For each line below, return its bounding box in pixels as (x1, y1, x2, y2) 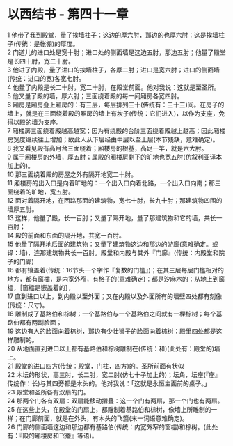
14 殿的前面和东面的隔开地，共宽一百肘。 (7, 231, 125, 239)
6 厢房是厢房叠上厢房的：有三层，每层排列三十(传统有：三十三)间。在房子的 (7, 100, 225, 109)
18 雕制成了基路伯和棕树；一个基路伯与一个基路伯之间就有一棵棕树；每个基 (7, 309, 223, 318)
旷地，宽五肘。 (31, 187, 74, 196)
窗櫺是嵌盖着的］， (22, 283, 74, 291)
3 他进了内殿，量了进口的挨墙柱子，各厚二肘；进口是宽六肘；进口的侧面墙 (7, 66, 220, 74)
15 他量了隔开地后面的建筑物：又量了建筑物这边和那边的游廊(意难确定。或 (7, 240, 219, 248)
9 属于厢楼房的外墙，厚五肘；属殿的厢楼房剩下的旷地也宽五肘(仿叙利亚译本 (7, 153, 223, 161)
